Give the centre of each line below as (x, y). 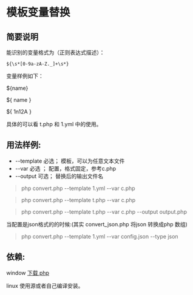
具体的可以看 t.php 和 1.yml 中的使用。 (54, 124)
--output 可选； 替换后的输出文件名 (59, 176)
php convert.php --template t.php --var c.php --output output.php (104, 212)
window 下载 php (28, 273)
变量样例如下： (25, 76)
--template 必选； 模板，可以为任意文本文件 (70, 161)
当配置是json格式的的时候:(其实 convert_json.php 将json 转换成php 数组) (97, 224)
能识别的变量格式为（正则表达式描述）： (56, 53)
